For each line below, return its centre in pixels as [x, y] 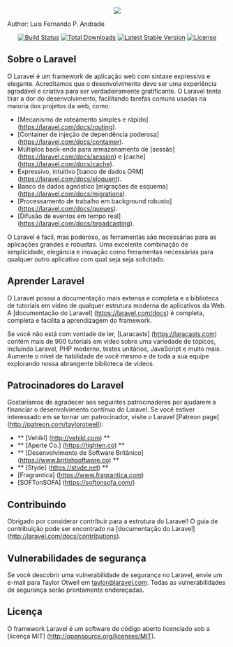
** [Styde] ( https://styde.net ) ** [63, 467]
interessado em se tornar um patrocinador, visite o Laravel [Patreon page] [113, 417]
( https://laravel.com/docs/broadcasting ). [76, 223]
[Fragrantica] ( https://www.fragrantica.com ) [81, 475]
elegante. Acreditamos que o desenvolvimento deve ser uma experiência [112, 83]
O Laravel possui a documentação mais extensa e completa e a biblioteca [113, 298]
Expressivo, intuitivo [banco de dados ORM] [81, 171]
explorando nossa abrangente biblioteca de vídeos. [81, 363]
